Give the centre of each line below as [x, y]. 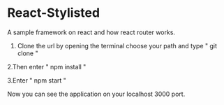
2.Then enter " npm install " [47, 66]
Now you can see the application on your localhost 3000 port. [96, 94]
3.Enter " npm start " [37, 80]
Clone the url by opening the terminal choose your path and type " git [117, 45]
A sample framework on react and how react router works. [91, 32]
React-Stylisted [53, 13]
